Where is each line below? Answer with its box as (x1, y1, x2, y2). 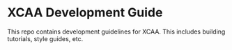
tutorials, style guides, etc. (7, 34, 84, 42)
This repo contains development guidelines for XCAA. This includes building (7, 27, 226, 36)
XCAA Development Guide (7, 5, 163, 21)
